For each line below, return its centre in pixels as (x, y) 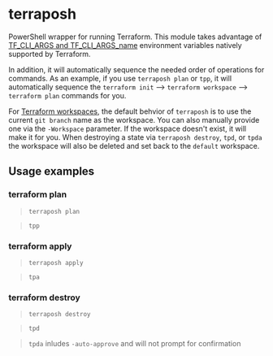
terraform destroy (45, 297)
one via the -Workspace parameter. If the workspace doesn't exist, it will (127, 128)
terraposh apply (56, 263)
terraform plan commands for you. (67, 95)
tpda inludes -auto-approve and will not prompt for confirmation (134, 344)
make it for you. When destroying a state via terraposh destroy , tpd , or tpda (135, 137)
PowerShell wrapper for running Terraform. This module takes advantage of (135, 37)
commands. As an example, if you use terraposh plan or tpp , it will (120, 78)
